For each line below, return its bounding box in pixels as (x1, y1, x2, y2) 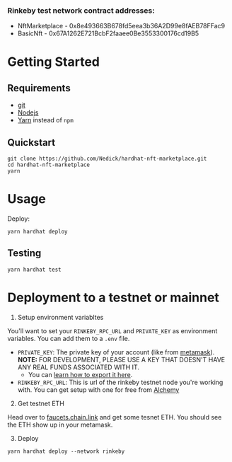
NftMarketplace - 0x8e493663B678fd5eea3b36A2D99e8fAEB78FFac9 (17, 22, 226, 30)
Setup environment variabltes (17, 313, 104, 321)
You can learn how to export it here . (28, 370, 133, 379)
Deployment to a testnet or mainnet (7, 289, 219, 306)
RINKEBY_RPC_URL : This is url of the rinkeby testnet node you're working (17, 378, 224, 386)
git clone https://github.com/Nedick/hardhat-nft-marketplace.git (7, 155, 207, 163)
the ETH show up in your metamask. (7, 420, 113, 429)
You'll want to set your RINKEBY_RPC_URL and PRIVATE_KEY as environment (7, 326, 218, 335)
